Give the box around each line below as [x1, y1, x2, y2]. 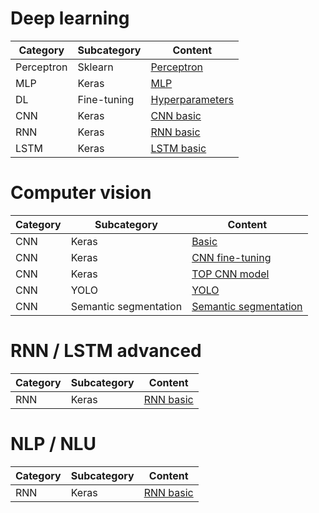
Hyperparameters [150, 92, 234, 106]
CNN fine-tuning [191, 250, 272, 264]
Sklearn [77, 60, 114, 74]
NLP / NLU [10, 433, 97, 455]
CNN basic [150, 108, 202, 122]
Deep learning [10, 7, 130, 30]
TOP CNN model [191, 267, 270, 281]
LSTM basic [150, 141, 207, 155]
